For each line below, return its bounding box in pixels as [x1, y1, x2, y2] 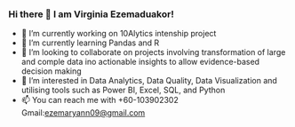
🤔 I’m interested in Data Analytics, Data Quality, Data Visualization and [20, 75, 277, 86]
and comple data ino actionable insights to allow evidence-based [20, 57, 259, 67]
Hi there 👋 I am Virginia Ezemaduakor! [8, 8, 174, 20]
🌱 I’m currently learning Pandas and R [20, 37, 160, 48]
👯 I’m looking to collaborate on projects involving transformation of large [20, 47, 286, 58]
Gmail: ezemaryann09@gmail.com [20, 107, 146, 118]
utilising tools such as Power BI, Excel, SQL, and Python [20, 84, 226, 96]
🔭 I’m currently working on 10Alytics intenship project [20, 28, 217, 39]
